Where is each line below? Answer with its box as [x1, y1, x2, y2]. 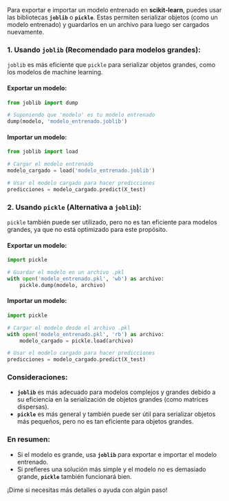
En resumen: [7, 435, 50, 444]
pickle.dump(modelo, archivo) [19, 282, 107, 288]
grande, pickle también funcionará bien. [17, 472, 132, 480]
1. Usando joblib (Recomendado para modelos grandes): [7, 45, 201, 55]
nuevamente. [7, 28, 45, 36]
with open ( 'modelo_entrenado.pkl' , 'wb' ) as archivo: [7, 275, 165, 282]
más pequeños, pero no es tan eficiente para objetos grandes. [17, 417, 194, 426]
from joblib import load [7, 148, 78, 155]
